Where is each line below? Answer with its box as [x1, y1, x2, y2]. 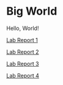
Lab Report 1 [6, 36, 38, 43]
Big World [6, 4, 57, 18]
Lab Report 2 [6, 48, 39, 56]
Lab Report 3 [6, 60, 39, 67]
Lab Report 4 [6, 72, 40, 79]
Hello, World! [6, 24, 39, 32]
